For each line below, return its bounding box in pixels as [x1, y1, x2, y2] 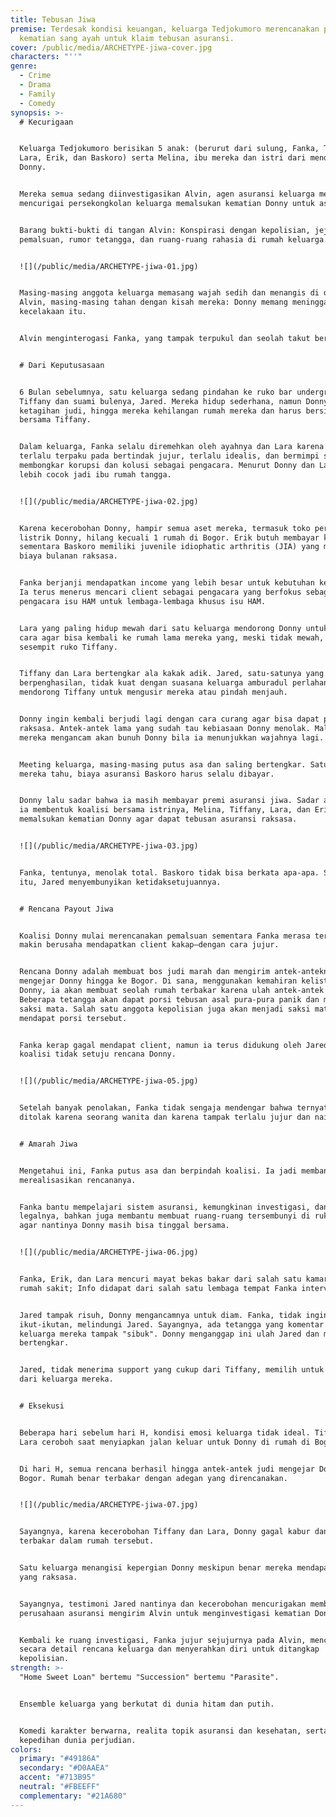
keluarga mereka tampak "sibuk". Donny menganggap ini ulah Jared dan [19, 1329, 320, 1339]
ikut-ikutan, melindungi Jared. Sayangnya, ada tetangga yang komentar [19, 1319, 325, 1330]
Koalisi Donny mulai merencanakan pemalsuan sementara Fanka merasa [19, 931, 311, 941]
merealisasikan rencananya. [19, 1175, 137, 1185]
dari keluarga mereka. [19, 1374, 114, 1385]
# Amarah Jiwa [19, 1139, 78, 1149]
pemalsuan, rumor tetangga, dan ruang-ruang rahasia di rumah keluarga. [19, 234, 329, 245]
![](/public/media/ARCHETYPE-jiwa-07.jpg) [19, 1500, 199, 1510]
